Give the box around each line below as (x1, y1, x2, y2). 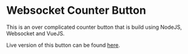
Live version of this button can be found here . (6, 41, 120, 49)
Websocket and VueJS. (6, 29, 65, 37)
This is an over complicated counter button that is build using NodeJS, (6, 23, 182, 31)
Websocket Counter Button (6, 4, 147, 17)
